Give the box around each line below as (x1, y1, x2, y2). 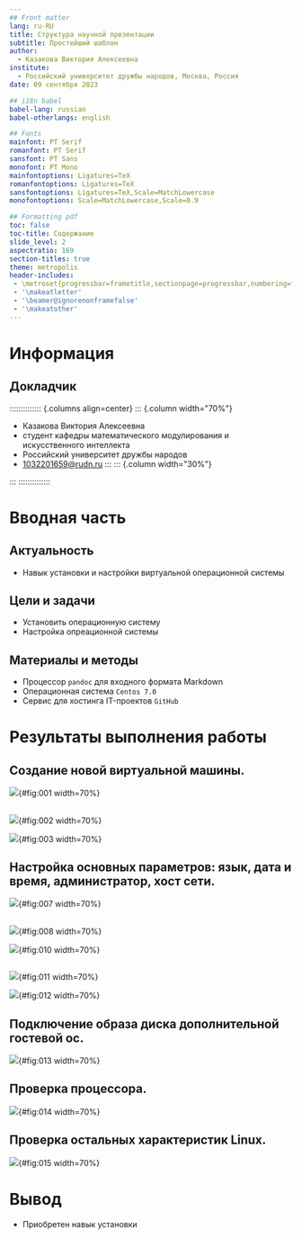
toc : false (9, 221, 50, 230)
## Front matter (9, 13, 70, 22)
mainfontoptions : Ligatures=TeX (9, 171, 130, 180)
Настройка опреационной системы (22, 626, 159, 637)
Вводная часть (9, 507, 127, 527)
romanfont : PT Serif (9, 146, 87, 156)
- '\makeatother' (13, 304, 78, 313)
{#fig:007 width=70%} (18, 899, 102, 910)
